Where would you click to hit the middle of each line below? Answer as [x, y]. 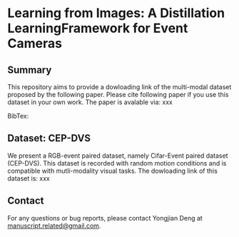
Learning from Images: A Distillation [116, 13]
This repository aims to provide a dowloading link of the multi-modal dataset [119, 87]
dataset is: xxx [29, 178]
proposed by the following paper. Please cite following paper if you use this [118, 95]
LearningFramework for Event [98, 28]
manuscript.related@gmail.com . [54, 226]
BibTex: [18, 116]
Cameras [35, 44]
